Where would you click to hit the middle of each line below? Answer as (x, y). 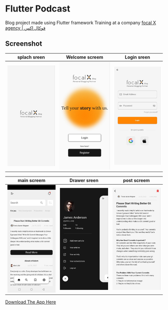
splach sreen (31, 57)
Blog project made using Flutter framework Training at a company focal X (81, 23)
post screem (136, 181)
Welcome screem (84, 57)
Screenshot (24, 44)
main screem (32, 181)
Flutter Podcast (38, 9)
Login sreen (137, 57)
